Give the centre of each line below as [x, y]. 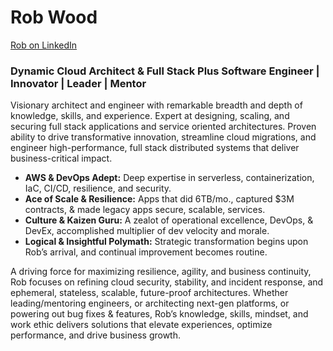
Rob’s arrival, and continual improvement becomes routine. [146, 252]
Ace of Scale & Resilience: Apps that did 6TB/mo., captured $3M [159, 199]
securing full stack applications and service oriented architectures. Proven [163, 127]
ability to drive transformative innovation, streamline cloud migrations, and [163, 137]
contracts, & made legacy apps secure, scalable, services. [145, 210]
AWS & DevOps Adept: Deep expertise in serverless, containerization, [169, 178]
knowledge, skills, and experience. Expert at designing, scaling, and [150, 116]
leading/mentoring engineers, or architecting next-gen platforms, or [150, 303]
